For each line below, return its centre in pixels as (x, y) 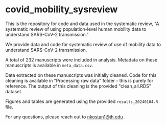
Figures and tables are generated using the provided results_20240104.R (82, 101)
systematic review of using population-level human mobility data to (76, 29)
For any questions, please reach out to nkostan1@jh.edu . (66, 117)
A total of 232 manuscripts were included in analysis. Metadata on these (81, 59)
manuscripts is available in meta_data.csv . (49, 65)
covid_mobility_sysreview (62, 9)
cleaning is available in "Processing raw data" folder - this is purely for (79, 80)
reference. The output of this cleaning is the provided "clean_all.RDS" (78, 86)
